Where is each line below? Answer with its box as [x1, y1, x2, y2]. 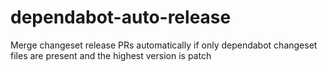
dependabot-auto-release [10, 6, 232, 29]
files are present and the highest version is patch [10, 49, 212, 61]
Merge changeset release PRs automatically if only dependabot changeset [10, 39, 318, 51]
